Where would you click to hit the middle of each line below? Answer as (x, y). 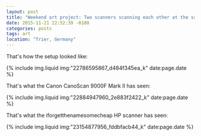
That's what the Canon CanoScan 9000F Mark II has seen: (78, 86)
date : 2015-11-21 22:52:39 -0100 (48, 23)
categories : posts (29, 28)
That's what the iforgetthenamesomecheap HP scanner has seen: (87, 115)
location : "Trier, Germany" (41, 39)
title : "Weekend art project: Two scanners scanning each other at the (97, 17)
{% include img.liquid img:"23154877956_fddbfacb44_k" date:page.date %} (100, 127)
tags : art (19, 34)
